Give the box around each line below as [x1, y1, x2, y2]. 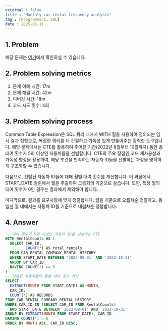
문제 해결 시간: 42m [12, 89, 52, 96]
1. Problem [5, 40, 39, 49]
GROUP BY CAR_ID [10, 260, 44, 265]
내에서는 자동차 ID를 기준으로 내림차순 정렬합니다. [20, 203, 118, 209]
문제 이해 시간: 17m [12, 83, 50, 89]
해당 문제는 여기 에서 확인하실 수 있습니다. [5, 54, 86, 61]
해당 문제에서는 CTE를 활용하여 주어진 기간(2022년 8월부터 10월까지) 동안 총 [12, 144, 163, 150]
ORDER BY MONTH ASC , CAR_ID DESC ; [5, 321, 78, 326]
